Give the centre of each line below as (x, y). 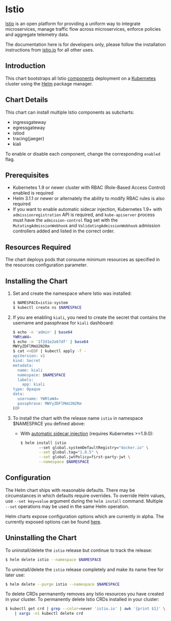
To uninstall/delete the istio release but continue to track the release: (79, 550)
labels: (26, 380)
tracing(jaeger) (28, 138)
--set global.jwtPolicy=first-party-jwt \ (84, 457)
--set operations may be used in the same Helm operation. (67, 506)
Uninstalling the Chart (41, 538)
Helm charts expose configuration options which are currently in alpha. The (85, 516)
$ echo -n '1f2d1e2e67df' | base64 (51, 341)
